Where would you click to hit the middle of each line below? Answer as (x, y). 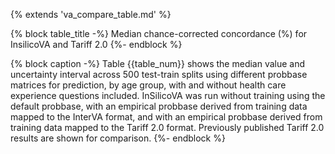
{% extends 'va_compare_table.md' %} (91, 14)
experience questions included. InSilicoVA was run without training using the (168, 95)
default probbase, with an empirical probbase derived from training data (159, 106)
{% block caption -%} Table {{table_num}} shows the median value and (158, 63)
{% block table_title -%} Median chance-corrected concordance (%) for (159, 33)
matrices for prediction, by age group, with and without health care (148, 85)
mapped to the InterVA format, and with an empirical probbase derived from (166, 117)
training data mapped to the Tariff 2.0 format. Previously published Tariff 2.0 (167, 127)
